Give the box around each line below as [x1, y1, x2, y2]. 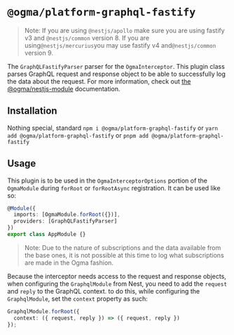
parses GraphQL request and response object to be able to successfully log [7, 70, 226, 78]
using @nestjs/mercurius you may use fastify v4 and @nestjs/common [24, 41, 216, 49]
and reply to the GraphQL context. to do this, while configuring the [7, 287, 200, 295]
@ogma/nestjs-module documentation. [7, 84, 121, 93]
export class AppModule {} [7, 231, 86, 238]
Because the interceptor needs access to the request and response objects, [7, 272, 226, 280]
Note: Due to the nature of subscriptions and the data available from [24, 243, 221, 251]
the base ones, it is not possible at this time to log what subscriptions [24, 251, 224, 259]
